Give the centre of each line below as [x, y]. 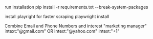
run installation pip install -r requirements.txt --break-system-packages [76, 7]
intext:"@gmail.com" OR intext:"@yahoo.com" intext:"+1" [62, 31]
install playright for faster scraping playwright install [57, 16]
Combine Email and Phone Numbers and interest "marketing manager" [76, 26]
